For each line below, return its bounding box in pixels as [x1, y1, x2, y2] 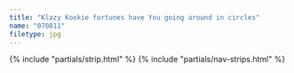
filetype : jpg [9, 29, 62, 38]
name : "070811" [9, 21, 66, 30]
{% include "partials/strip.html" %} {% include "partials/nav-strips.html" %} [9, 54, 286, 65]
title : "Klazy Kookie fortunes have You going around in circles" [9, 12, 260, 22]
